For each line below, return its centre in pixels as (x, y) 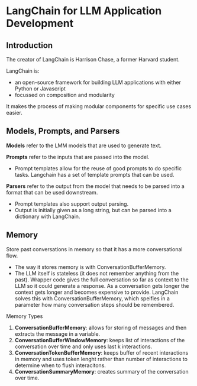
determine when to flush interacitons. (60, 365)
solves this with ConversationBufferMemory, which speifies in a (92, 298)
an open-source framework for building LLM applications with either (98, 82)
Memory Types (25, 316)
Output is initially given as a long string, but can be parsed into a (93, 210)
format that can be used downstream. (52, 192)
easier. (14, 113)
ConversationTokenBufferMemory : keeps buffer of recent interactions (101, 352)
